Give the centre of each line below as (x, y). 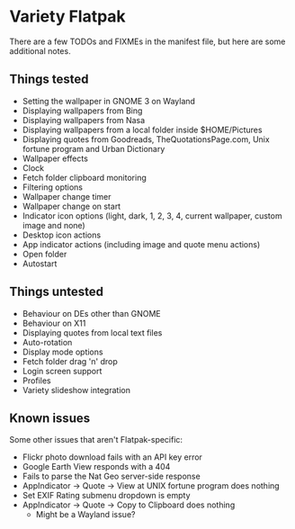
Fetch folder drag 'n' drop (70, 361)
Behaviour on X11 (54, 323)
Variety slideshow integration (76, 390)
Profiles (36, 381)
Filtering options (53, 187)
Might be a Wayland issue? (85, 515)
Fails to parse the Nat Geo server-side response (111, 476)
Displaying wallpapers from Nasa (84, 120)
